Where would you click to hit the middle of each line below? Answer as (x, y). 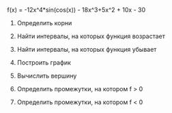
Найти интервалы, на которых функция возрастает (91, 36)
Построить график (44, 63)
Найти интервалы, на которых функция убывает (87, 49)
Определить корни (44, 23)
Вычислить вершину (47, 76)
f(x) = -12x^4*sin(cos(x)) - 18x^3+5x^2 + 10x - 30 (76, 10)
